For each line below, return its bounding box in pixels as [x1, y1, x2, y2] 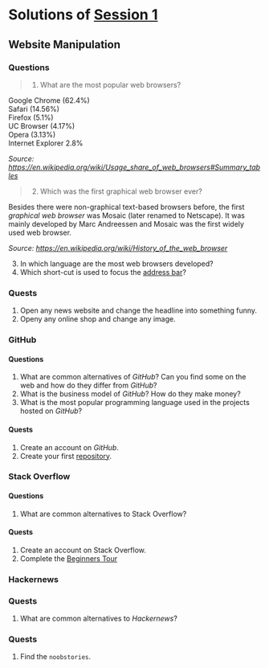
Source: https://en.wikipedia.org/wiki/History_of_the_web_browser [8, 243, 228, 252]
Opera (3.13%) [8, 129, 56, 139]
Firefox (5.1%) [8, 113, 54, 122]
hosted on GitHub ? [19, 406, 83, 416]
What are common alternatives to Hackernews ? [19, 613, 178, 624]
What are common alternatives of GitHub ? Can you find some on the [19, 372, 247, 382]
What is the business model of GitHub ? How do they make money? [19, 389, 241, 399]
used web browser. [8, 227, 72, 237]
